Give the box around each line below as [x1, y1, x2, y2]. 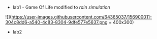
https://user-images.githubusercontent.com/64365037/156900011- [11, 14, 152, 19]
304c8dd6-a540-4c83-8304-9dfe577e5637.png [5, 19, 108, 25]
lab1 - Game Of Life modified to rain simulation [12, 4, 110, 10]
